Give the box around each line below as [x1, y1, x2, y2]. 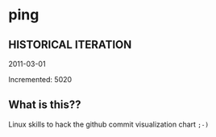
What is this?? [8, 98, 81, 112]
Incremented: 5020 [8, 75, 73, 84]
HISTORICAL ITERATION [8, 38, 132, 52]
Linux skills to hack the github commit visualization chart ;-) [8, 119, 210, 129]
